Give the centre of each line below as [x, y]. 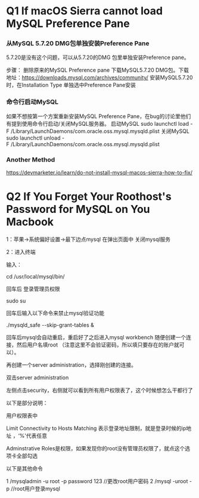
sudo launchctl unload [33, 138]
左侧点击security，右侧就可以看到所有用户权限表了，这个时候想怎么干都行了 [100, 390]
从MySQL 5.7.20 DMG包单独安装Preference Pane [78, 44]
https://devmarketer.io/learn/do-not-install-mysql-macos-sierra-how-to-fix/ [99, 173]
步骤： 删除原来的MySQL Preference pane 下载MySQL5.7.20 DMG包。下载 [98, 70]
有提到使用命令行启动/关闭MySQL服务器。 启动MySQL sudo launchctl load [98, 123]
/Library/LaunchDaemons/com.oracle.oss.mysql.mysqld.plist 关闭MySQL [100, 131]
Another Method [31, 159]
